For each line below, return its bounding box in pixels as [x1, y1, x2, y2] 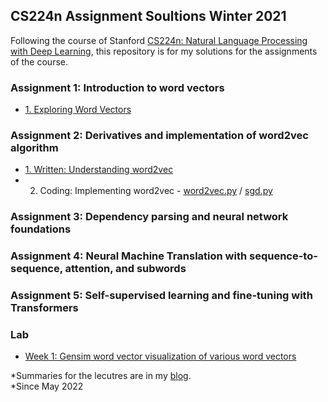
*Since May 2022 [10, 380, 84, 393]
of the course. [10, 55, 68, 68]
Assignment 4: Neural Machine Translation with [10, 249, 248, 263]
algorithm [10, 141, 59, 155]
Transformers [10, 301, 79, 315]
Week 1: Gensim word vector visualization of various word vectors [24, 350, 297, 363]
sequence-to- [249, 249, 318, 263]
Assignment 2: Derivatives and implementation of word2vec [10, 129, 309, 143]
